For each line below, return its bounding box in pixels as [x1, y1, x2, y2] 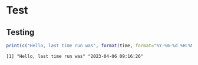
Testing [6, 27, 35, 37]
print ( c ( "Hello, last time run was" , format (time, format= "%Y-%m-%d [6, 43, 178, 48]
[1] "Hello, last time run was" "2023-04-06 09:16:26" [6, 53, 144, 59]
